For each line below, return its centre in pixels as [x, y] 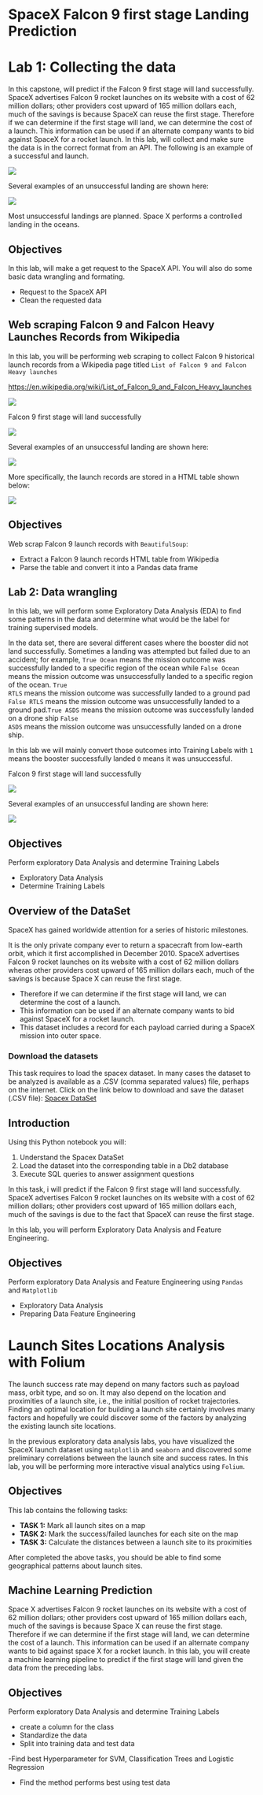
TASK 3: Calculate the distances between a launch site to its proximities [136, 1542]
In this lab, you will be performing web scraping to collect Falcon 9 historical [131, 356]
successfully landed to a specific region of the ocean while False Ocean [124, 668]
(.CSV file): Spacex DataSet [52, 1098]
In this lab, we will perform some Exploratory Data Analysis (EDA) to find [125, 611]
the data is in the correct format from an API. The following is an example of [131, 148]
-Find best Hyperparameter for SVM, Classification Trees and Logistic [121, 1759]
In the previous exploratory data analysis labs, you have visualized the [121, 1441]
